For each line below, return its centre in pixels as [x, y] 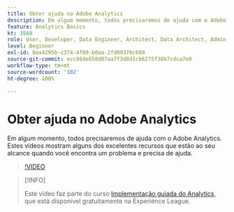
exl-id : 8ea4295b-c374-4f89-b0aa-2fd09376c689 [76, 53]
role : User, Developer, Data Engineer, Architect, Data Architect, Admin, [118, 40]
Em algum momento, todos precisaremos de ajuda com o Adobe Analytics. [115, 138]
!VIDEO [35, 167]
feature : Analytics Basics [46, 26]
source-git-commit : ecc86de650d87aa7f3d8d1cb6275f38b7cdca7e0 [100, 59]
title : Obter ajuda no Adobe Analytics [65, 14]
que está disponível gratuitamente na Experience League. [107, 201]
